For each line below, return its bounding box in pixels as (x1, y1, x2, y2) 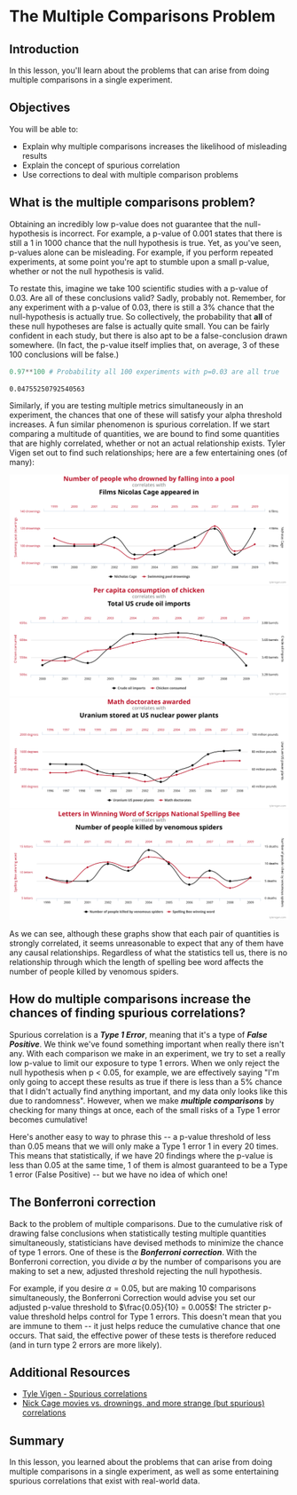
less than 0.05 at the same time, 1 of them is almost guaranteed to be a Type (9, 1159, 288, 1170)
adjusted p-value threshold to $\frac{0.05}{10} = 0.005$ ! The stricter (9, 1301, 262, 1312)
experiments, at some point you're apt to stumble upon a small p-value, (9, 256, 270, 267)
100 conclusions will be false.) (9, 349, 120, 360)
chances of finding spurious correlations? (9, 1006, 246, 1021)
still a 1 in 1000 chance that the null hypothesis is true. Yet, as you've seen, (9, 237, 282, 248)
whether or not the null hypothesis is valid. (9, 265, 164, 276)
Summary (9, 1433, 65, 1448)
